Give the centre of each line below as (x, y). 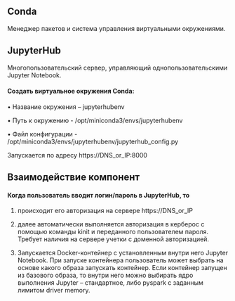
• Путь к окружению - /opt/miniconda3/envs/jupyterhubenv (95, 120)
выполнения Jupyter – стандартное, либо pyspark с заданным (110, 283)
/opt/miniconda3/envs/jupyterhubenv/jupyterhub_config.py (93, 141)
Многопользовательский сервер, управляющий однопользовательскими (117, 68)
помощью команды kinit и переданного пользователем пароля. (113, 232)
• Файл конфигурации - (42, 134)
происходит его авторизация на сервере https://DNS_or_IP (105, 211)
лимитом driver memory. (54, 290)
